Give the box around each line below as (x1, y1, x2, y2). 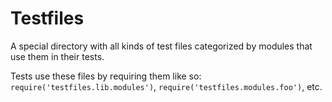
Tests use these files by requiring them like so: (10, 70, 202, 82)
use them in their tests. (10, 50, 105, 62)
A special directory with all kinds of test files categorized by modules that (10, 40, 313, 52)
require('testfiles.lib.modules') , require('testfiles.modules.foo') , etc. (10, 80, 323, 92)
